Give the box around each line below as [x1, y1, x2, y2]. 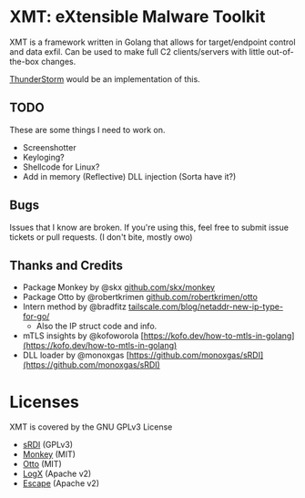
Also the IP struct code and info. [36, 321, 158, 332]
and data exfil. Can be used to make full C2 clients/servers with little [9, 46, 266, 57]
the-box [9, 56, 39, 67]
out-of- [267, 46, 294, 57]
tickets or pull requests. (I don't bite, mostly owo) [9, 231, 193, 243]
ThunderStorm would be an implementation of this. [9, 73, 200, 84]
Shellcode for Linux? [22, 161, 100, 172]
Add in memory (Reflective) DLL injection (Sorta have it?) [22, 171, 237, 182]
